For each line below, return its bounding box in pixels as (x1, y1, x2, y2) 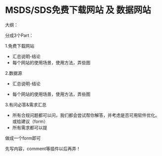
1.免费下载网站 (5, 43, 35, 49)
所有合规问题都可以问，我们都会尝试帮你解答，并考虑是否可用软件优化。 (12, 112, 160, 118)
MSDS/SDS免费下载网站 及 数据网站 (5, 4, 151, 16)
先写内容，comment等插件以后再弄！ (5, 146, 81, 152)
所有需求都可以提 (12, 124, 47, 130)
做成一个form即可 (5, 135, 41, 141)
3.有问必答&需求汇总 (5, 102, 47, 107)
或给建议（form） (12, 118, 48, 124)
